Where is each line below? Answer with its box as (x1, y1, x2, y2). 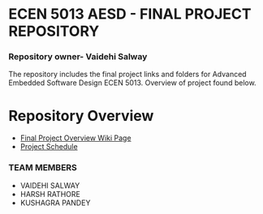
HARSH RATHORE (19, 189, 81, 199)
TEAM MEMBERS (8, 162, 77, 173)
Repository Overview (8, 106, 154, 125)
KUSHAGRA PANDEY (19, 198, 91, 208)
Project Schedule (19, 142, 79, 152)
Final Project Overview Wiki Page (19, 133, 131, 143)
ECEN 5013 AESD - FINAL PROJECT (8, 5, 252, 24)
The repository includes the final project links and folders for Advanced (8, 70, 247, 79)
